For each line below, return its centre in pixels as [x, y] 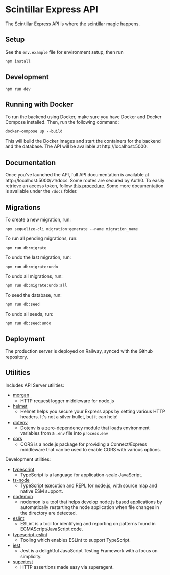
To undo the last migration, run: [38, 257]
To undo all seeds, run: [29, 314]
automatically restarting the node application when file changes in [90, 507]
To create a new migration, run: [38, 219]
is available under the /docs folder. [41, 191]
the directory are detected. [48, 513]
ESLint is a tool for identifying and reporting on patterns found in [88, 523]
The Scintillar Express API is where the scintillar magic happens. [73, 24]
